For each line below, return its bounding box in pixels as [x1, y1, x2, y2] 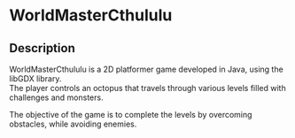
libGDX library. [9, 73, 62, 84]
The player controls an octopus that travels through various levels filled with [9, 83, 286, 93]
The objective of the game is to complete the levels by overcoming [9, 110, 252, 119]
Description [9, 41, 75, 56]
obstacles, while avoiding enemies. [9, 119, 137, 129]
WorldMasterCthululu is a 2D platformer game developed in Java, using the [9, 64, 283, 74]
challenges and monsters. [9, 92, 104, 103]
